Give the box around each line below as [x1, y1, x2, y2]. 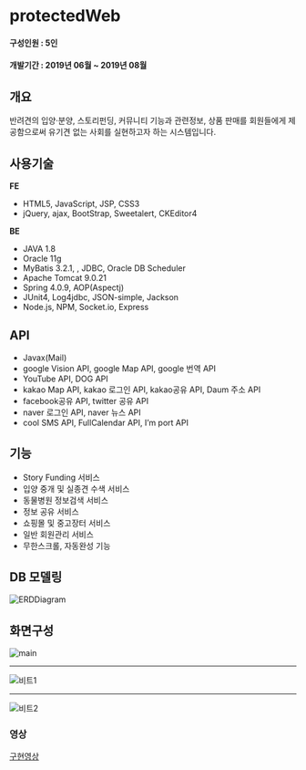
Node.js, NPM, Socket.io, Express [22, 302, 149, 312]
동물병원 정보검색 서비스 [22, 494, 109, 505]
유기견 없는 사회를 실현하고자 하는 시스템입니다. [48, 127, 217, 138]
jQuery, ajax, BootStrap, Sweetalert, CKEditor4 [22, 208, 198, 219]
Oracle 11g [22, 253, 62, 264]
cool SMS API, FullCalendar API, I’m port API [22, 417, 189, 428]
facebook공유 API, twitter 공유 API [22, 395, 148, 406]
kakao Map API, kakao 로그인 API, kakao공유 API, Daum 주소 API [22, 384, 261, 395]
